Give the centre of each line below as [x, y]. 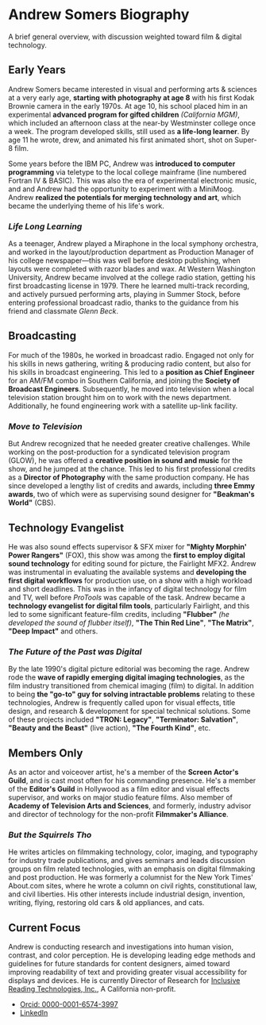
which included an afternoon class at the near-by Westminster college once [132, 123]
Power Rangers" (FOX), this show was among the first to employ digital [127, 555]
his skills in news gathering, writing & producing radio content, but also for [130, 364]
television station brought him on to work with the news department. [120, 397]
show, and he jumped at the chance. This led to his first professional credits [132, 469]
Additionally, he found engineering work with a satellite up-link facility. [123, 406]
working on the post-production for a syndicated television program [119, 452]
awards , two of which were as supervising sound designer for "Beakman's [132, 495]
